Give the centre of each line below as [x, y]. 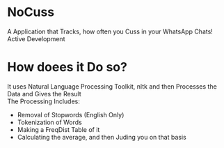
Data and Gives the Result [44, 94]
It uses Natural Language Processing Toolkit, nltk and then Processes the [112, 86]
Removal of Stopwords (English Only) [71, 114]
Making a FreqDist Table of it [58, 129]
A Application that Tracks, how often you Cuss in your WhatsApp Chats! [110, 31]
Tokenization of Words [49, 122]
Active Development [36, 38]
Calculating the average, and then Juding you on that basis [102, 137]
